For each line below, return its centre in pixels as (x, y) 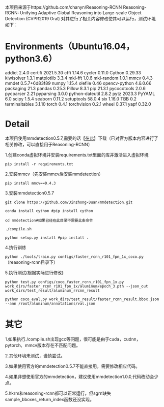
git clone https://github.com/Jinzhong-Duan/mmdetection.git (69, 202)
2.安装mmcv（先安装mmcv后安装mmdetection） (54, 174)
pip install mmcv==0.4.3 (30, 183)
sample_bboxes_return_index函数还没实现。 (50, 399)
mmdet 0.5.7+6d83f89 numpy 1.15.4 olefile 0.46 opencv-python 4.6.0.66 (78, 83)
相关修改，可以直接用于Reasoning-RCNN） (49, 144)
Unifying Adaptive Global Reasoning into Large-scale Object (81, 13)
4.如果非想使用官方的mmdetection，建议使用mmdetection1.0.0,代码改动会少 (82, 376)
